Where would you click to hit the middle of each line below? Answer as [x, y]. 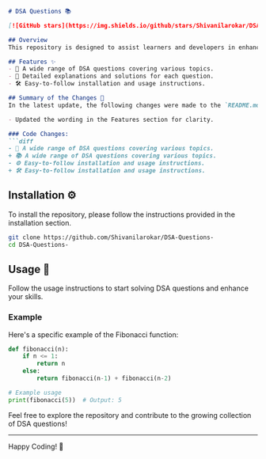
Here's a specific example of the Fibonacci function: [93, 334]
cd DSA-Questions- [38, 245]
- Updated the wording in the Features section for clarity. [111, 119]
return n [51, 364]
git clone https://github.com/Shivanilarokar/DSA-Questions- [111, 237]
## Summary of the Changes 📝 [56, 98]
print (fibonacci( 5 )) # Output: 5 [65, 400]
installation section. [40, 222]
